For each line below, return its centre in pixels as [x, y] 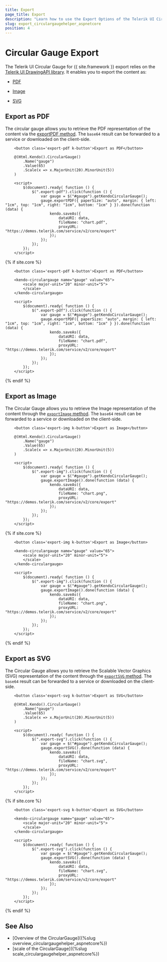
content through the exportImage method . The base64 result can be [73, 413]
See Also [19, 926]
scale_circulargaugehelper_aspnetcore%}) [56, 954]
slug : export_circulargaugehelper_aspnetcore [53, 24]
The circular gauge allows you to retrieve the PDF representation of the [78, 128]
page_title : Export [25, 14]
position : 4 [17, 28]
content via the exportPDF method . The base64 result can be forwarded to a [83, 134]
